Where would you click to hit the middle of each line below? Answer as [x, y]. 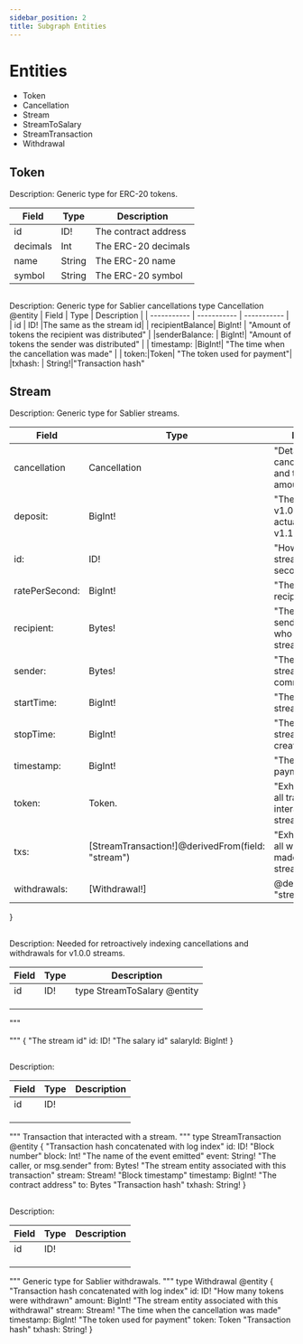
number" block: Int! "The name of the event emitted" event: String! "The [143, 1156]
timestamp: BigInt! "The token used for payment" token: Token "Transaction [150, 1320]
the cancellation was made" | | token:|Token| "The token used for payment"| [151, 353]
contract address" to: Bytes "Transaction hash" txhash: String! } [128, 1185]
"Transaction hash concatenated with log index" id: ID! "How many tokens [147, 1291]
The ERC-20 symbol [139, 276]
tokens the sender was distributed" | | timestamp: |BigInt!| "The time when [147, 343]
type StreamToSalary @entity [137, 991]
